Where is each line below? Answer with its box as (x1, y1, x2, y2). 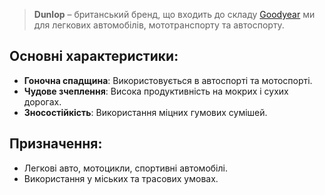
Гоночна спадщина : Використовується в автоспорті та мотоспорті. (23, 74, 313, 86)
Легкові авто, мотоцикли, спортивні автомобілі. (23, 162, 228, 174)
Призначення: (9, 135, 103, 153)
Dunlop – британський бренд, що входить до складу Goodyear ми (33, 9, 316, 20)
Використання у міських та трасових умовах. (23, 172, 219, 184)
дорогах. (23, 95, 62, 108)
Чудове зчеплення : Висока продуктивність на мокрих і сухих (23, 85, 289, 97)
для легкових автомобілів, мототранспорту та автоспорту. (33, 19, 285, 31)
